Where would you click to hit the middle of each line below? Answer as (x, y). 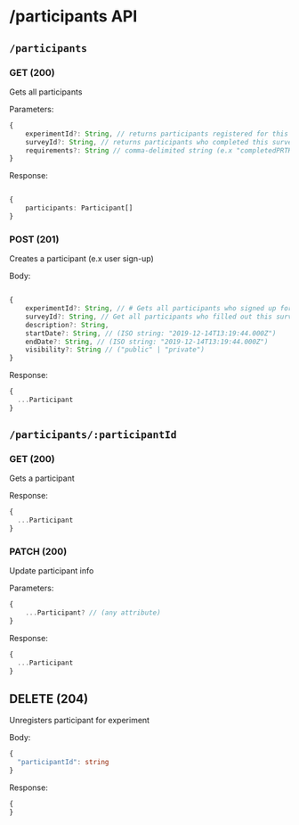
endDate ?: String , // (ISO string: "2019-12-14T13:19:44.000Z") (147, 342)
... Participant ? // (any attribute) (93, 613)
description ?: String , (67, 325)
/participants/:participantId (93, 435)
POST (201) (34, 239)
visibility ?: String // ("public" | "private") (115, 350)
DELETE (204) (49, 699)
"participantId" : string (63, 763)
